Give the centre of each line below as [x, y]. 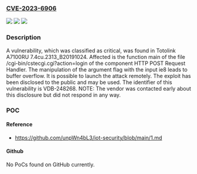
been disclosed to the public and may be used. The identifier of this [89, 82]
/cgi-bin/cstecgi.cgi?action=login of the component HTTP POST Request [96, 63]
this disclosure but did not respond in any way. [64, 95]
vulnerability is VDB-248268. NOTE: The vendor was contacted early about [99, 88]
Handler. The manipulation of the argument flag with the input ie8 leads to [97, 69]
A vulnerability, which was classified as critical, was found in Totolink [91, 50]
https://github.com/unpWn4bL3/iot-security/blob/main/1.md [88, 138]
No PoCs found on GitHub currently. [50, 164]
